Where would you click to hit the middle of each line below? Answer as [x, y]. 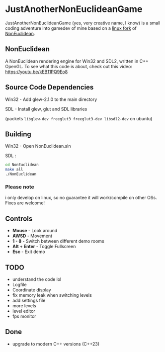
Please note [20, 186]
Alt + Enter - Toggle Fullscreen [44, 247]
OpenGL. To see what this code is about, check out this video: [69, 66]
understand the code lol [37, 279]
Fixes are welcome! [25, 203]
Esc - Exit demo [29, 252]
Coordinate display [32, 290]
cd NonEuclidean [22, 165]
